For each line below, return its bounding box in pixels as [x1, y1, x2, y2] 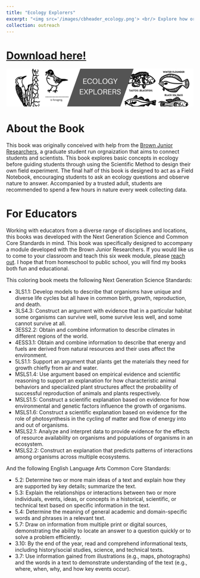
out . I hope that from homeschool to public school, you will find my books [6, 258, 186, 265]
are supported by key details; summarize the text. [14, 482, 137, 490]
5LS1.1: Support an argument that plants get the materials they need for [14, 357, 189, 365]
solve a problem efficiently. [14, 533, 82, 540]
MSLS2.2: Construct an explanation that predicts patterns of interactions [14, 447, 193, 454]
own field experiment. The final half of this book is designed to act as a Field [6, 167, 193, 174]
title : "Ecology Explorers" [6, 10, 76, 16]
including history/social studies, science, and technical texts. [14, 546, 164, 553]
